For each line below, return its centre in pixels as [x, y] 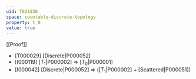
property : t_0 [24, 22]
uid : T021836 [22, 11]
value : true [21, 28]
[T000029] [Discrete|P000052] [53, 56]
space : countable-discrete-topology [51, 17]
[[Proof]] [17, 44]
